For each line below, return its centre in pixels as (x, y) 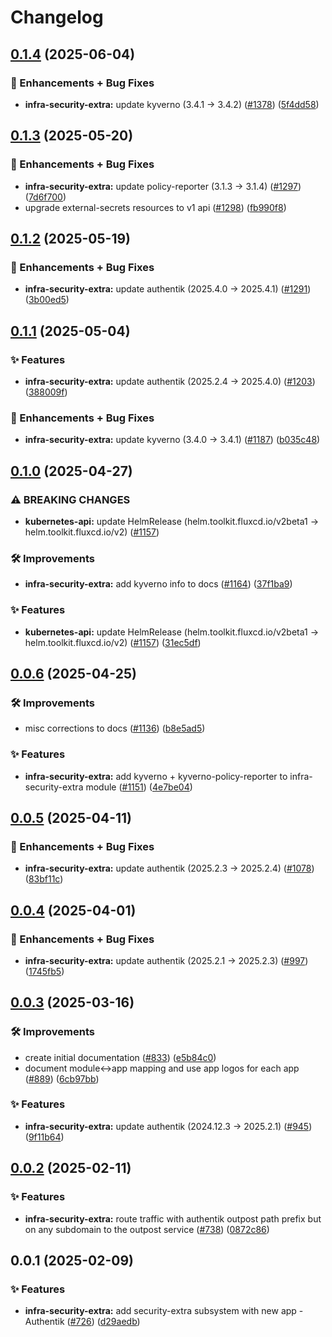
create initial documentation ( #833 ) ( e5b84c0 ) (120, 1057)
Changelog (57, 17)
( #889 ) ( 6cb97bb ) (62, 1078)
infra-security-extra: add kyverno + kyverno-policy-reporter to (156, 776)
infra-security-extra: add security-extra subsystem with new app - (164, 1311)
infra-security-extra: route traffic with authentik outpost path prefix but (173, 1218)
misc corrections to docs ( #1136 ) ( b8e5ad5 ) (115, 728)
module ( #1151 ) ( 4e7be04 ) (139, 787)
